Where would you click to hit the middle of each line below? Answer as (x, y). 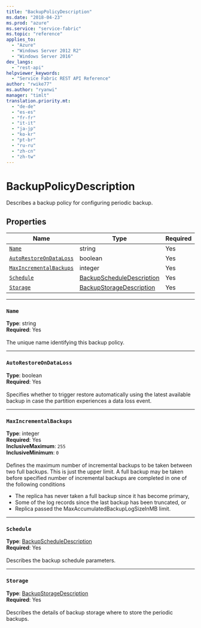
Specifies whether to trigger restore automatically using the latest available (98, 394)
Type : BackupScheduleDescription (49, 541)
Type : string (21, 324)
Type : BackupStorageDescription (47, 593)
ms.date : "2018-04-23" (34, 17)
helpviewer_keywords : (33, 73)
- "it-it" (24, 123)
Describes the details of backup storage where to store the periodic (90, 612)
